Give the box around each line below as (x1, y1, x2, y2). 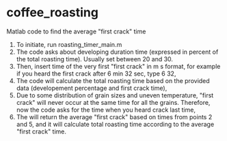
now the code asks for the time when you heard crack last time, (16, 106, 196, 114)
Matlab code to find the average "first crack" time (6, 27, 146, 35)
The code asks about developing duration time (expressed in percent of (16, 48, 219, 56)
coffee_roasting (6, 5, 98, 20)
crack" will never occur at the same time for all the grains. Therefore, (16, 98, 211, 106)
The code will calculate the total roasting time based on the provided (16, 76, 210, 84)
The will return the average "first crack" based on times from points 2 (16, 112, 213, 121)
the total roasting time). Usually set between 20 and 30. (16, 54, 174, 63)
